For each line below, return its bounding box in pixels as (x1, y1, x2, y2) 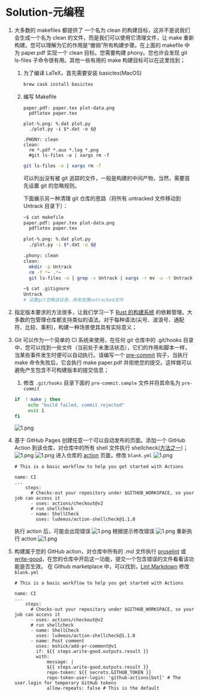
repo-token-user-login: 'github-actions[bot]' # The (46, 674, 181, 681)
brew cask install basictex (23, 81, 93, 87)
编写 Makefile (23, 93, 57, 100)
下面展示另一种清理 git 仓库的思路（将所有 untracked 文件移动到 (23, 195, 181, 202)
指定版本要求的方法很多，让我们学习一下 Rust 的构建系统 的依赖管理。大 (14, 309, 193, 316)
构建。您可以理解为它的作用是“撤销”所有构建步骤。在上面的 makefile (14, 41, 183, 49)
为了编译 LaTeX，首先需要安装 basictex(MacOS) (23, 69, 142, 76)
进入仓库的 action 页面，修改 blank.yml (56, 451, 152, 458)
